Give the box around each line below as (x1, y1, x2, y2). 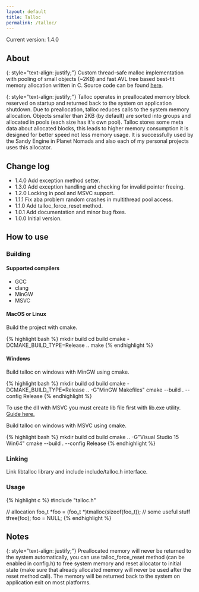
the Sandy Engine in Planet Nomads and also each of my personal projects (6, 137, 189, 145)
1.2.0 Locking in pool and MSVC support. (14, 190, 115, 196)
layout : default (6, 8, 46, 15)
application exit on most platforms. (6, 579, 91, 586)
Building (6, 250, 31, 258)
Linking (6, 455, 29, 463)
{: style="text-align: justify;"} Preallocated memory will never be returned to (6, 547, 192, 555)
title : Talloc (6, 14, 42, 20)
